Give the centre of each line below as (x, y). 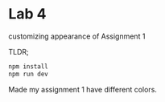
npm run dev (28, 74)
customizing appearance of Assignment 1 (77, 36)
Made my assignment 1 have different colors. (82, 89)
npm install (28, 66)
